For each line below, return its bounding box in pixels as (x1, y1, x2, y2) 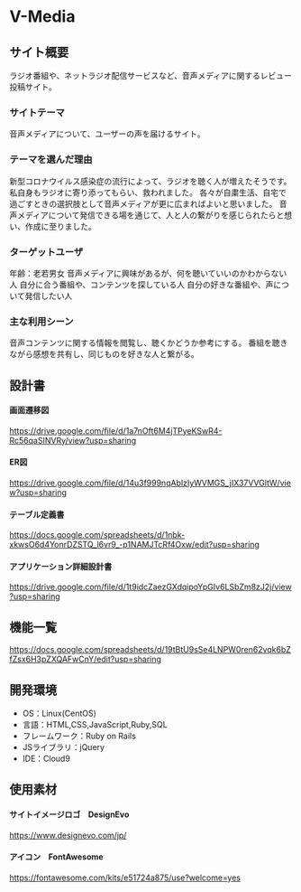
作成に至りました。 (24, 221, 96, 231)
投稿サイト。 (9, 81, 57, 92)
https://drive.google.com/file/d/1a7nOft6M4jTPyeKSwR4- (9, 425, 223, 436)
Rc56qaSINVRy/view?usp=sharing (9, 435, 137, 446)
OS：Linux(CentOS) (22, 708, 97, 719)
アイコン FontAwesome (9, 851, 104, 862)
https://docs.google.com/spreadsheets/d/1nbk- (9, 530, 186, 540)
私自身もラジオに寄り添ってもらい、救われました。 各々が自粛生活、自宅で (9, 187, 287, 198)
